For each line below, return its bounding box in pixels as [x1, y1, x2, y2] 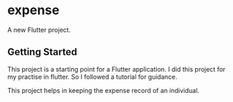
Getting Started [7, 46, 78, 58]
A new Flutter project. [7, 25, 71, 34]
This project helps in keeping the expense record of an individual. [7, 86, 200, 94]
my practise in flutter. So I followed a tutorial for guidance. [7, 72, 178, 81]
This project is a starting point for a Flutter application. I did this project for [7, 64, 226, 73]
